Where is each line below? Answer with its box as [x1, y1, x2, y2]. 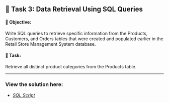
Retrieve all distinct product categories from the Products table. [5, 63, 137, 69]
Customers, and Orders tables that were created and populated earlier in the [5, 36, 163, 42]
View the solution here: [5, 81, 63, 88]
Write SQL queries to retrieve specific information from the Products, [5, 30, 148, 36]
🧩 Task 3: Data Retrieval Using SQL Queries [5, 5, 143, 14]
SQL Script [12, 92, 35, 98]
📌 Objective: [5, 19, 32, 25]
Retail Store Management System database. [5, 41, 96, 47]
